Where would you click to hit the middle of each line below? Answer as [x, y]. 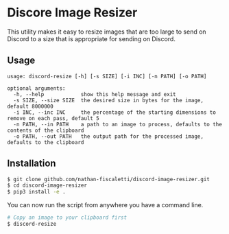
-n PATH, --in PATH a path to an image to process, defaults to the [118, 124]
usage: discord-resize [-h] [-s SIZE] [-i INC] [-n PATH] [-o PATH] [107, 76]
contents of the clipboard [46, 130]
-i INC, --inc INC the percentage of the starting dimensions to [114, 112]
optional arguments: [37, 88]
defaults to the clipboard [46, 142]
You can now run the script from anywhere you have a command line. [105, 205]
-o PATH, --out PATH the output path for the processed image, [109, 136]
